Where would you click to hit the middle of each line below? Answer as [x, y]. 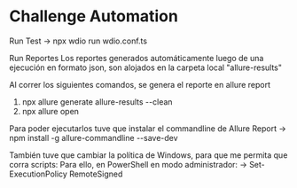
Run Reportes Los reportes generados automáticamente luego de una [137, 58]
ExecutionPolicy [39, 174]
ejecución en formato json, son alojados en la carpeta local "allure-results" [145, 67]
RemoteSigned [96, 174]
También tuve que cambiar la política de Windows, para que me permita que [148, 155]
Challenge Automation [94, 16]
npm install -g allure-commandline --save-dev [94, 137]
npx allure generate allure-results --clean [97, 102]
